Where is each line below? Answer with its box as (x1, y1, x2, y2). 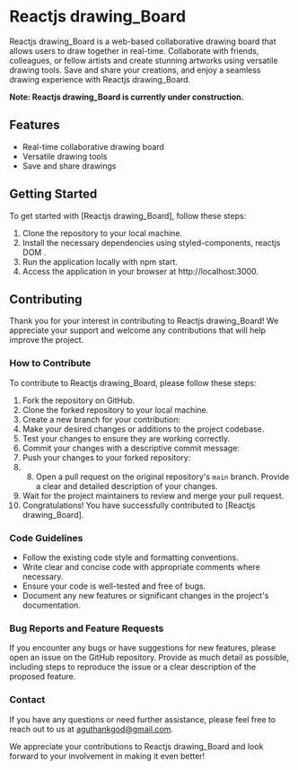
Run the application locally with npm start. (22, 256, 178, 267)
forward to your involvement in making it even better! (9, 750, 206, 761)
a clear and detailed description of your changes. (35, 480, 218, 491)
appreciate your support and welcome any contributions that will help (9, 325, 267, 336)
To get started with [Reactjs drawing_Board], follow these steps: (9, 210, 247, 221)
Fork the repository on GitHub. (22, 395, 136, 406)
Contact (9, 694, 46, 706)
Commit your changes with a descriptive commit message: (22, 442, 241, 453)
